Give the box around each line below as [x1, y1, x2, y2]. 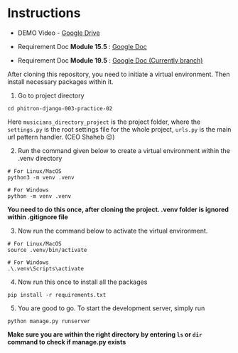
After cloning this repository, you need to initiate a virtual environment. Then [7, 70, 230, 78]
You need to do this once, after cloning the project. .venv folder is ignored [7, 205, 229, 214]
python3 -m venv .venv [7, 174, 75, 181]
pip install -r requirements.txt [7, 291, 107, 298]
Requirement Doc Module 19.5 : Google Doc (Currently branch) [17, 56, 203, 65]
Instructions [7, 5, 81, 21]
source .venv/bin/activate [7, 246, 87, 253]
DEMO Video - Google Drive [17, 28, 101, 37]
